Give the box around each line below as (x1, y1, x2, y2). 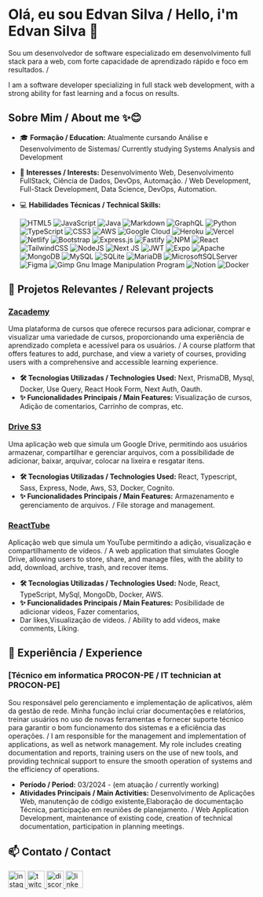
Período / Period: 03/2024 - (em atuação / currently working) (19, 780, 220, 789)
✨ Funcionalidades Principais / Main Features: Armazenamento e (19, 491, 235, 501)
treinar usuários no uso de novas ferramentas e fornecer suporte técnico (8, 714, 244, 724)
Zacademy (8, 307, 50, 318)
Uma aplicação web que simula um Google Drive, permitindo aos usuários (8, 439, 247, 449)
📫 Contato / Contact (8, 845, 111, 858)
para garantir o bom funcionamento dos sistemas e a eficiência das (8, 722, 226, 732)
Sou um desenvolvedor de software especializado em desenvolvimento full (8, 48, 251, 57)
